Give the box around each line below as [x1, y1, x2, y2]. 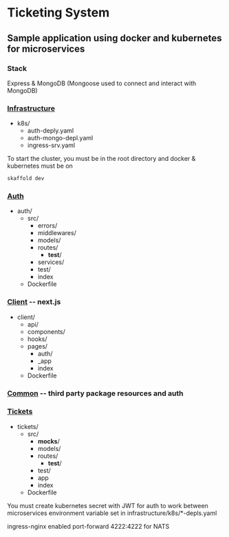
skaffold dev [7, 175, 45, 182]
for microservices [7, 43, 85, 54]
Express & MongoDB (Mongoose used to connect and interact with [7, 79, 197, 87]
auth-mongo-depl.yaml [27, 134, 94, 142]
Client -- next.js [7, 297, 61, 307]
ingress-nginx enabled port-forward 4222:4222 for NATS [7, 522, 170, 530]
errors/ [37, 221, 58, 230]
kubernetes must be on [7, 162, 74, 170]
